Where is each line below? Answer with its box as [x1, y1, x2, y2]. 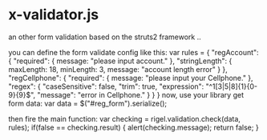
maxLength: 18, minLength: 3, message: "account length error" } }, [8, 64, 229, 74]
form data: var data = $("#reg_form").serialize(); [8, 98, 168, 108]
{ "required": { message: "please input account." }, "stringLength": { [8, 56, 233, 66]
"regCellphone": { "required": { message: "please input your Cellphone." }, [8, 73, 254, 82]
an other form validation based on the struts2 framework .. [8, 32, 202, 42]
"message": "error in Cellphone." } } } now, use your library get [37, 90, 245, 99]
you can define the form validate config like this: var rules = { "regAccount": [8, 47, 259, 57]
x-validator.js [8, 6, 99, 24]
